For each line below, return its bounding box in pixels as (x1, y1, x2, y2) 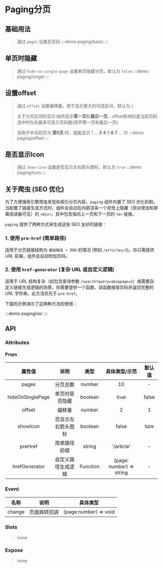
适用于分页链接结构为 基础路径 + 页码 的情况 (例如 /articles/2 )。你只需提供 (5, 246, 154, 253)
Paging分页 (5, 4, 51, 15)
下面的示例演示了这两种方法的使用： (5, 301, 78, 306)
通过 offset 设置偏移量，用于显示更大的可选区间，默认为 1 (16, 103, 134, 109)
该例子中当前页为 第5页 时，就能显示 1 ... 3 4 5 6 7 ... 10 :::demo (16, 130, 144, 135)
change (7, 508, 25, 515)
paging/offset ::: (16, 135, 49, 141)
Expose (5, 547, 23, 553)
